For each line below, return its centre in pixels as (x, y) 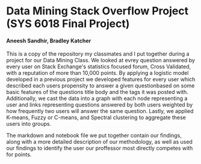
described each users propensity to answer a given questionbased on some (100, 86)
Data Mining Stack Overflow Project (97, 11)
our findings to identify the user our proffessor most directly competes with (100, 148)
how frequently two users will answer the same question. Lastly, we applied (100, 111)
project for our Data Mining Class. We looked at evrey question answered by (101, 60)
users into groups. (29, 124)
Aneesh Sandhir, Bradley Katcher (49, 41)
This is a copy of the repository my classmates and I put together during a (98, 54)
